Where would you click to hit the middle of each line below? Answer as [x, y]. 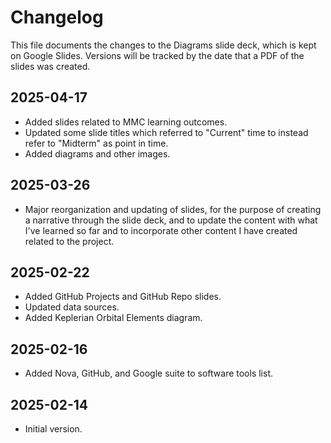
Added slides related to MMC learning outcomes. [126, 122]
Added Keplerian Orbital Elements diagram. [113, 318]
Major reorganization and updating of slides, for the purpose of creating [173, 209]
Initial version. [53, 429]
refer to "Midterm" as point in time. [96, 143]
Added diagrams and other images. [97, 153]
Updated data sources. [72, 307]
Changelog [57, 17]
